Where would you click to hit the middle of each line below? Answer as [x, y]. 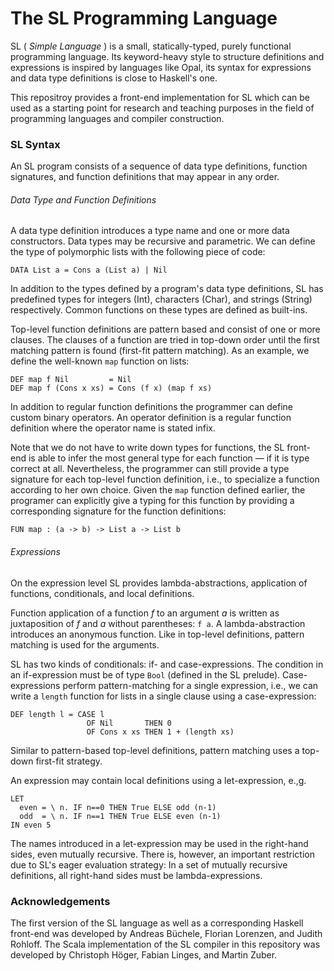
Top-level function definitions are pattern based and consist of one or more [165, 329]
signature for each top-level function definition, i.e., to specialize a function [165, 479]
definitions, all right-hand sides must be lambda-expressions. [136, 875]
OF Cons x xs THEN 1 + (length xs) [160, 732]
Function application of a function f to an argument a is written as [145, 613]
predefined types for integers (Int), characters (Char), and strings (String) [161, 299]
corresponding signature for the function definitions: [118, 511]
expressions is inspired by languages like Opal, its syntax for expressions [161, 67]
